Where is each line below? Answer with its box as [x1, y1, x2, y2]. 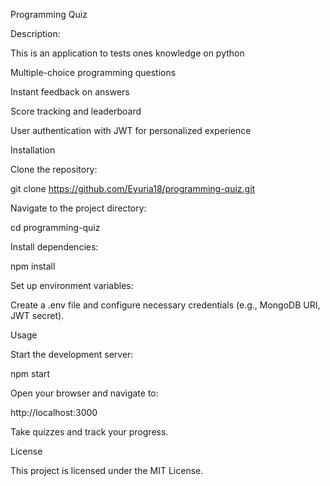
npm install [10, 260, 56, 272]
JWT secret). [10, 310, 65, 321]
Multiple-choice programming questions [10, 67, 177, 78]
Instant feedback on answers [10, 86, 130, 98]
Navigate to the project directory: [10, 202, 147, 214]
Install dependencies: [10, 241, 99, 253]
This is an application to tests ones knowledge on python [10, 47, 245, 59]
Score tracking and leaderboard [10, 105, 142, 117]
